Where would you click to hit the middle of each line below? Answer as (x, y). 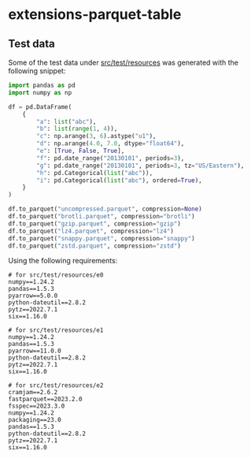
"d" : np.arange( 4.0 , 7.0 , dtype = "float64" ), (111, 143)
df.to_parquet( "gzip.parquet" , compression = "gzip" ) (94, 223)
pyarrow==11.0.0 (35, 351)
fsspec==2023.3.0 (37, 406)
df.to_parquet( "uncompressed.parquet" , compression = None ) (105, 209)
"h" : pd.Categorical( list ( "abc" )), (95, 173)
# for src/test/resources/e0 (56, 275)
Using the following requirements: (63, 261)
